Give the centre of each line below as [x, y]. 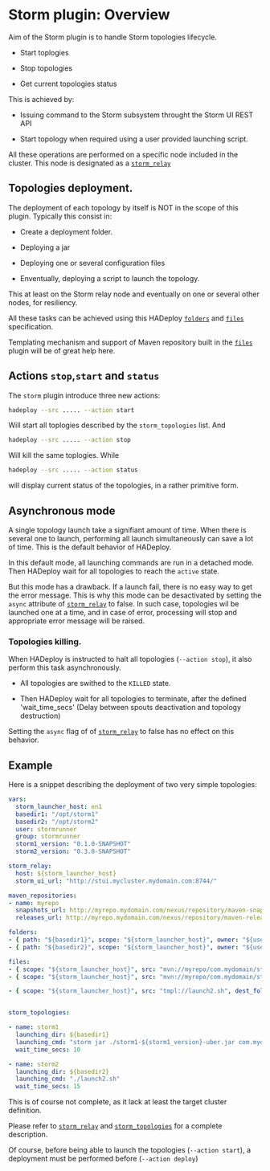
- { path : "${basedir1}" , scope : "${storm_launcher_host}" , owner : [124, 940]
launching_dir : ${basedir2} [63, 1071]
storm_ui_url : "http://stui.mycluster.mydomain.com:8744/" [117, 881]
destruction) [40, 716]
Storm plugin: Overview [89, 15]
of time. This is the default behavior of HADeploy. [90, 547]
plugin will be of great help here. [62, 350]
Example [31, 765]
